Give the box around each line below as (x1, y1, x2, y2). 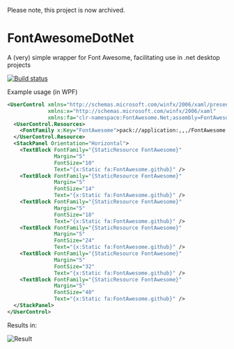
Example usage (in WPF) (7, 87, 78, 96)
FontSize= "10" (54, 160, 95, 166)
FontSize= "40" (54, 289, 95, 296)
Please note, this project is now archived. (7, 6, 125, 14)
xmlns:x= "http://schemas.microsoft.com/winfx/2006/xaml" (47, 107, 217, 114)
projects (7, 61, 31, 69)
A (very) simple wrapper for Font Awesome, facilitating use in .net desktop (7, 53, 221, 61)
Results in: (7, 320, 37, 329)
